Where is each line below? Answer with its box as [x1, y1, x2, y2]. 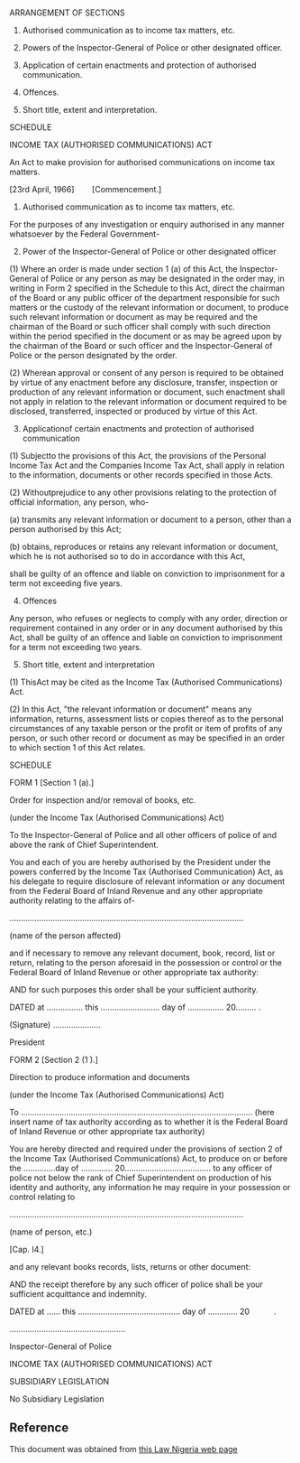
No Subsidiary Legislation [9, 1393, 105, 1404]
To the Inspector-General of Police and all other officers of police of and [9, 830, 277, 841]
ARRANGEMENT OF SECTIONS [9, 7, 125, 18]
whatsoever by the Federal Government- [9, 228, 160, 239]
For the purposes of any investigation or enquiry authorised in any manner [9, 219, 286, 230]
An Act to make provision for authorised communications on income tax [9, 157, 276, 168]
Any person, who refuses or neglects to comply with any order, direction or [9, 613, 288, 624]
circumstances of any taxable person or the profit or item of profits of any [9, 723, 283, 734]
